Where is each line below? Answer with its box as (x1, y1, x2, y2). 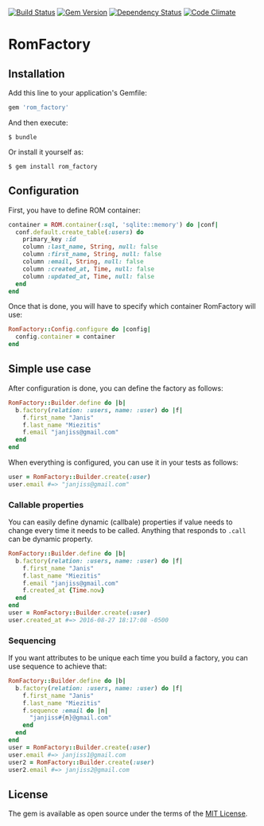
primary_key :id (22, 236, 77, 244)
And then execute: (8, 118, 68, 127)
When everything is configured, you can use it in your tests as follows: (8, 458, 239, 467)
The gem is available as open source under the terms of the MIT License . (8, 808, 248, 819)
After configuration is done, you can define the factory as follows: (8, 383, 224, 393)
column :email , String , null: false (22, 258, 145, 266)
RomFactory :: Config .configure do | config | (8, 325, 151, 333)
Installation (8, 67, 65, 80)
